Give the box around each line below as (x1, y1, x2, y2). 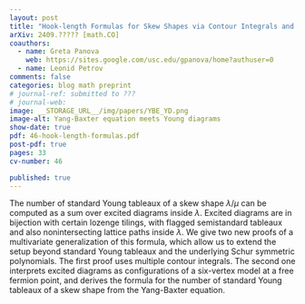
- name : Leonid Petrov (17, 64, 103, 74)
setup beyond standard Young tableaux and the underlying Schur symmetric (9, 246, 295, 257)
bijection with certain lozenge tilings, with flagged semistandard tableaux (9, 217, 283, 228)
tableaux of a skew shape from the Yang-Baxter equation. (9, 285, 225, 296)
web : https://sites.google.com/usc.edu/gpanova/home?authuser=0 (25, 55, 274, 64)
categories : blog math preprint (9, 81, 132, 90)
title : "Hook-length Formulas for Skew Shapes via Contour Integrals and (9, 22, 295, 31)
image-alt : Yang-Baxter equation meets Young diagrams (9, 114, 221, 123)
